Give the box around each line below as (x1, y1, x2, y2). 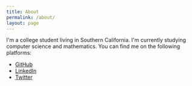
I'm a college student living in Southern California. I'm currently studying (6, 37, 186, 44)
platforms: (6, 49, 32, 57)
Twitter (14, 73, 33, 81)
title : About (6, 8, 39, 15)
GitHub (14, 61, 33, 68)
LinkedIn (14, 67, 37, 75)
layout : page (6, 20, 39, 26)
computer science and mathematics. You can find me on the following (6, 43, 181, 50)
